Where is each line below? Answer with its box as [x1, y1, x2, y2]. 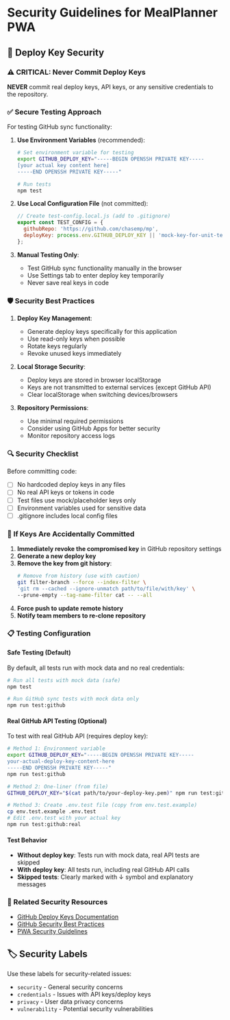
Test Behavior [7, 836, 48, 844]
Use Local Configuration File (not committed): [16, 199, 149, 208]
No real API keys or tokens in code [16, 488, 115, 496]
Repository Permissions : [16, 404, 89, 412]
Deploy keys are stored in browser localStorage [27, 376, 162, 385]
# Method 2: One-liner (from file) [7, 783, 109, 790]
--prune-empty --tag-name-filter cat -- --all [16, 592, 153, 598]
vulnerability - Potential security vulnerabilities [16, 1005, 154, 1013]
